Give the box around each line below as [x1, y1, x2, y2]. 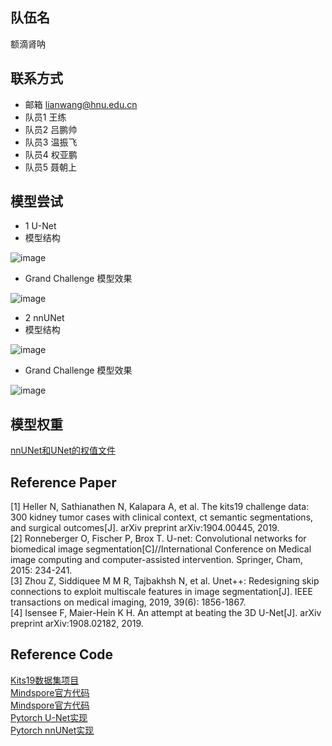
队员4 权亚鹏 [24, 148, 78, 160]
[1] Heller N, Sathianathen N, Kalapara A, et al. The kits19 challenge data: [10, 501, 310, 513]
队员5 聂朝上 [24, 161, 78, 173]
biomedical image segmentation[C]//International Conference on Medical [10, 543, 312, 555]
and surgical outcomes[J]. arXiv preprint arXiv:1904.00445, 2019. [10, 522, 280, 534]
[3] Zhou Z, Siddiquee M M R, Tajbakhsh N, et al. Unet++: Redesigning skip [10, 575, 320, 587]
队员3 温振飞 [24, 136, 78, 148]
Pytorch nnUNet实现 [10, 724, 95, 736]
